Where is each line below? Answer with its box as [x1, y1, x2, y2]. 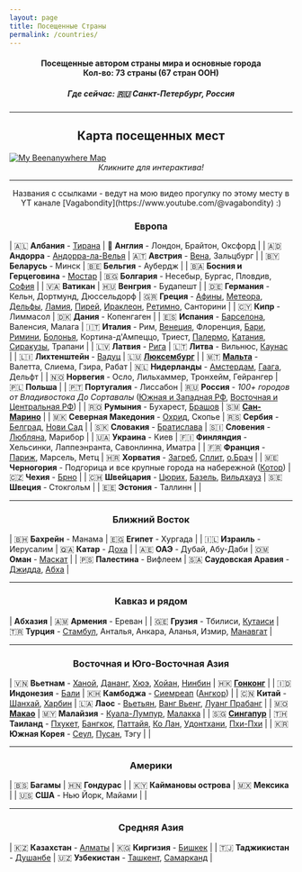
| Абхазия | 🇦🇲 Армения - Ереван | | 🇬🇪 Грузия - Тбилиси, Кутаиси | [9, 615, 280, 626]
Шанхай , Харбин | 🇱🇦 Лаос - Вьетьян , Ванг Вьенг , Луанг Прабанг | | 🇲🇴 [9, 697, 289, 708]
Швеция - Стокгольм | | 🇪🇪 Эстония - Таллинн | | [9, 482, 202, 493]
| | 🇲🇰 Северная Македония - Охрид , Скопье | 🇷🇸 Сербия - [42, 412, 280, 422]
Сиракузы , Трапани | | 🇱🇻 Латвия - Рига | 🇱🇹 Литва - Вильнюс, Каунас [9, 341, 289, 352]
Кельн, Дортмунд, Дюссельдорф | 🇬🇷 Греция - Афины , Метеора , [9, 291, 263, 302]
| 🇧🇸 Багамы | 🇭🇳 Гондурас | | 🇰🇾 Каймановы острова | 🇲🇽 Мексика [9, 780, 289, 791]
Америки [129, 758, 173, 771]
